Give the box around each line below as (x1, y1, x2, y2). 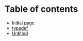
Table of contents (4, 3, 79, 15)
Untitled (11, 30, 28, 36)
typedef (11, 25, 28, 31)
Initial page (11, 20, 35, 26)
